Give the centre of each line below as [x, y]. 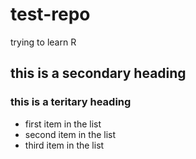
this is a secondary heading [98, 73]
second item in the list [70, 134]
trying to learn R [43, 42]
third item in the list [64, 145]
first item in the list [63, 124]
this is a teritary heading [71, 102]
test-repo [50, 14]
